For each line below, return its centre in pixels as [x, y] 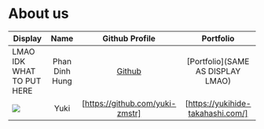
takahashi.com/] [218, 113]
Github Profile [129, 38]
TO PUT [27, 81]
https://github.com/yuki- [131, 103]
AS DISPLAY [218, 71]
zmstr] [129, 113]
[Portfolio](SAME [218, 61]
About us [38, 14]
